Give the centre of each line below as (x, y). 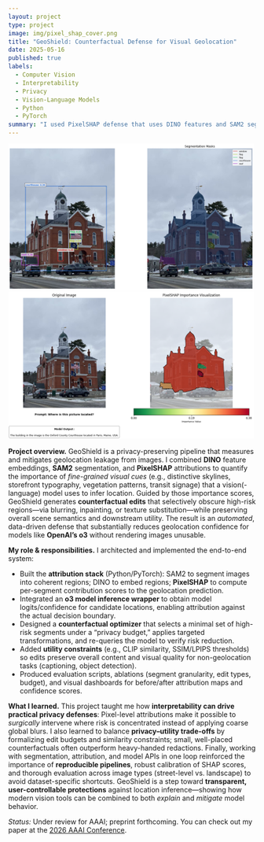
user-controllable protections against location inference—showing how (125, 790)
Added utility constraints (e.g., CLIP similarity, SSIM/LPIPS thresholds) (134, 649)
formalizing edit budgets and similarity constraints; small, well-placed (121, 740)
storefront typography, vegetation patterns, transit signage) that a (115, 485)
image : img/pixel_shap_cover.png (63, 33)
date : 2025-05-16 (37, 50)
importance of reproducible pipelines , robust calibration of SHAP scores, (127, 765)
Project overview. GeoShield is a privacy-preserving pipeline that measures (131, 452)
